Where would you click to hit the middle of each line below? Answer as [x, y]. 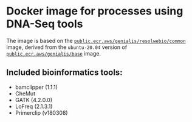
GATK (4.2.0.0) [34, 100]
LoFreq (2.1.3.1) [34, 106]
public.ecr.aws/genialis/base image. [54, 53]
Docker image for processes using [95, 11]
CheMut [25, 93]
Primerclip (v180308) [41, 112]
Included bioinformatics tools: [64, 73]
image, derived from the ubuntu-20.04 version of [67, 47]
